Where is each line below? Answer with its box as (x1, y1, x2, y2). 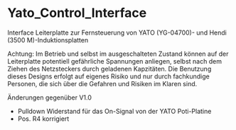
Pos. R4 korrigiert (17, 114, 70, 123)
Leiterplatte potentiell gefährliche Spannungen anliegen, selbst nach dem (7, 57, 222, 65)
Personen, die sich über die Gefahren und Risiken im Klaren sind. (7, 79, 198, 88)
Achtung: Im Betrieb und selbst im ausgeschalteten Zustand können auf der (7, 49, 229, 58)
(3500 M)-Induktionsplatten (7, 35, 89, 44)
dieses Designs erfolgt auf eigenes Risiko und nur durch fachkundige (7, 72, 210, 81)
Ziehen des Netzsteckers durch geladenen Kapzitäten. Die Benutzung (7, 64, 212, 73)
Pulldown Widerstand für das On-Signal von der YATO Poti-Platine (17, 107, 212, 115)
